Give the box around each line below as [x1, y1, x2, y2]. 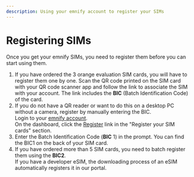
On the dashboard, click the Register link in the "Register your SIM [14, 121, 175, 128]
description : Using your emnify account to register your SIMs [6, 8, 165, 15]
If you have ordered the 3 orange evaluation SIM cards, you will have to [14, 71, 188, 78]
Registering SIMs [6, 33, 92, 47]
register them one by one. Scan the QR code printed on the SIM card [14, 77, 181, 84]
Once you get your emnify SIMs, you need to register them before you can [6, 53, 186, 60]
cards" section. [14, 127, 52, 134]
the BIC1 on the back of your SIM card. [14, 139, 109, 147]
